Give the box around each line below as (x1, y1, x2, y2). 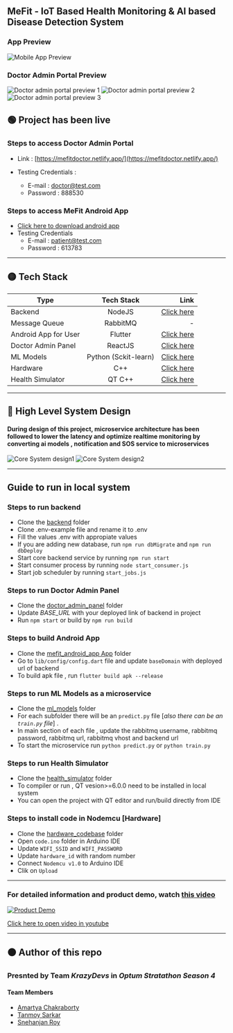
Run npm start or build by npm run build (17, 616, 133, 625)
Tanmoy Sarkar (17, 1011, 61, 1019)
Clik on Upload (17, 866, 58, 874)
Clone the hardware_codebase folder (17, 829, 123, 837)
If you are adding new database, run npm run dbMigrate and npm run (17, 540, 212, 548)
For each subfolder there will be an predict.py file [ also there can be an (17, 711, 223, 720)
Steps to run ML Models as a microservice (7, 688, 152, 698)
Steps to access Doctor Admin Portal (7, 139, 134, 148)
